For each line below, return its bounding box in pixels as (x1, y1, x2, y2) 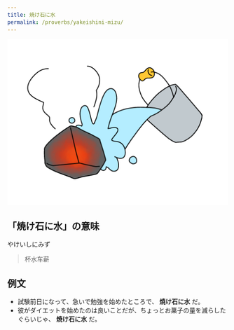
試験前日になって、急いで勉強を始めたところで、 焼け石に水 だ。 (17, 298, 205, 306)
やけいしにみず (7, 240, 50, 249)
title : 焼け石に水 (7, 11, 56, 18)
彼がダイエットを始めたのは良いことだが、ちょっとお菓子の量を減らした (17, 306, 226, 315)
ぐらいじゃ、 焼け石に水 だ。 (17, 315, 102, 324)
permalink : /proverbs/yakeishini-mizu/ (7, 18, 124, 26)
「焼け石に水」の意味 (7, 220, 99, 232)
